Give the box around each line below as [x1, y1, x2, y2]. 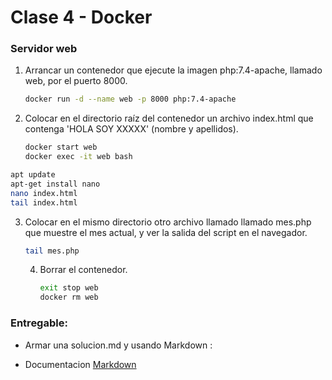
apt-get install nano [10, 179, 101, 189]
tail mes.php [24, 246, 80, 256]
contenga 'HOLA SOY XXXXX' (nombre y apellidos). [24, 123, 239, 135]
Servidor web [10, 42, 78, 56]
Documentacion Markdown [24, 358, 137, 370]
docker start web [24, 142, 98, 153]
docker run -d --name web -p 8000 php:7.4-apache [24, 94, 237, 105]
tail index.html [10, 197, 78, 208]
